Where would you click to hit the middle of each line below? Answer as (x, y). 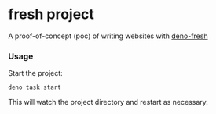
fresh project (51, 14)
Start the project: (35, 73)
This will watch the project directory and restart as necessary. (108, 102)
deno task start (35, 87)
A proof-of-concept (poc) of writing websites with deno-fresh (108, 36)
